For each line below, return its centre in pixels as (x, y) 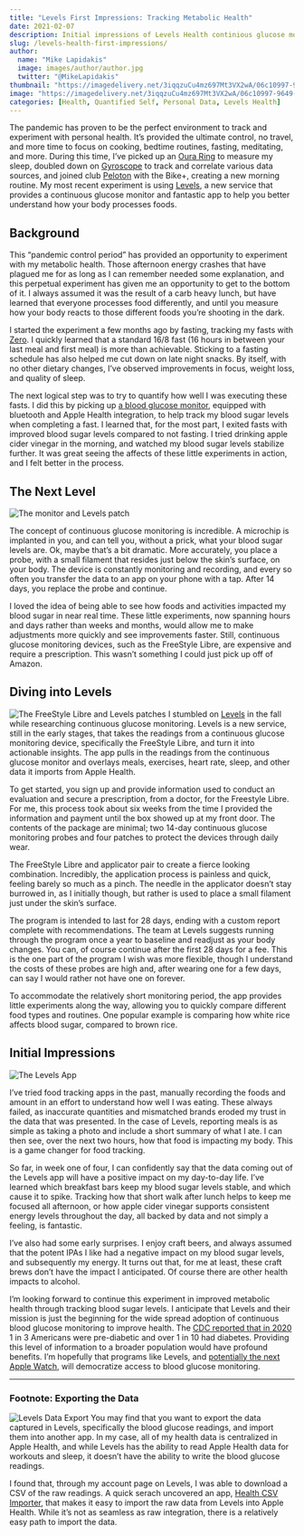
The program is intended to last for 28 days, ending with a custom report (145, 921)
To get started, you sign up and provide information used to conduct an (142, 789)
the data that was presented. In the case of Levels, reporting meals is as (144, 1121)
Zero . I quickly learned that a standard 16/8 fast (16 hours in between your (147, 339)
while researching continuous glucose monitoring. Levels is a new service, (148, 723)
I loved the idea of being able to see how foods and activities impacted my (148, 606)
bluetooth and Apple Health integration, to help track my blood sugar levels (149, 415)
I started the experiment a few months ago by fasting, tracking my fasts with (152, 330)
